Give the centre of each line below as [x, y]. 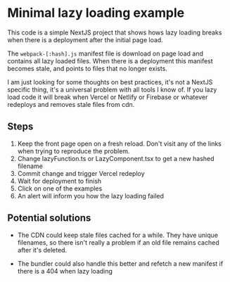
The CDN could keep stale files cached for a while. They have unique [118, 235]
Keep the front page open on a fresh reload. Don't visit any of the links [119, 143]
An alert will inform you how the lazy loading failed [90, 196]
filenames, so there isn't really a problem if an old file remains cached [118, 242]
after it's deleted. [42, 250]
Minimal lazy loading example [96, 13]
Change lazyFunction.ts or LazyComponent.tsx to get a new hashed [116, 158]
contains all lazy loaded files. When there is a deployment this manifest [110, 60]
